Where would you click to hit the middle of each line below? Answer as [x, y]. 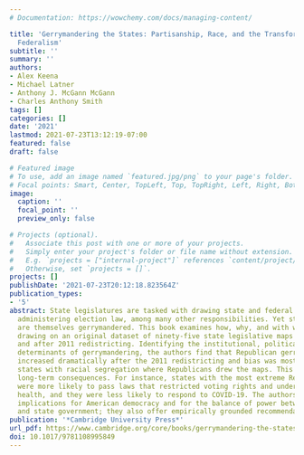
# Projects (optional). [54, 235]
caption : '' [40, 202]
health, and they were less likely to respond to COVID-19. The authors [157, 394]
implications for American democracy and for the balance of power [147, 403]
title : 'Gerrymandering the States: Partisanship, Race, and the [135, 34]
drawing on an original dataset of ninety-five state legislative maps [156, 336]
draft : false [34, 152]
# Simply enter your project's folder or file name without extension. [152, 251]
